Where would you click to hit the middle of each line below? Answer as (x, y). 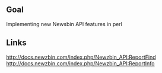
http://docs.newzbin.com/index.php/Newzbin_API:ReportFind (81, 57)
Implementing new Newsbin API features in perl (64, 24)
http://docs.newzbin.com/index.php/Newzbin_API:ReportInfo (80, 63)
